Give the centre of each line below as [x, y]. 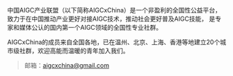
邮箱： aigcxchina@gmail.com [67, 65]
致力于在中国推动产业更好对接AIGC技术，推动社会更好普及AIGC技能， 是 [111, 19]
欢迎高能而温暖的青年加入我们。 [83, 51]
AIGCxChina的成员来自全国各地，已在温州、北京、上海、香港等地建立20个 [114, 42]
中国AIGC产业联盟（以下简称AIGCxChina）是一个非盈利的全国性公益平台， [114, 10]
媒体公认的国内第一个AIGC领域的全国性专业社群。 [91, 27]
